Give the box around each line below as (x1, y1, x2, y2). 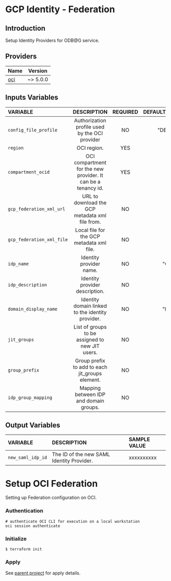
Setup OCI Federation (5, 478, 98, 489)
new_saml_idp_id (8, 455, 47, 461)
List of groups (73, 323, 107, 330)
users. (82, 349, 98, 356)
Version (27, 67, 48, 74)
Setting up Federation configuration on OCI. (5, 494, 97, 500)
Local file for (75, 226, 105, 233)
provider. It (77, 172, 103, 179)
